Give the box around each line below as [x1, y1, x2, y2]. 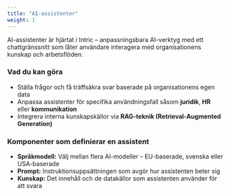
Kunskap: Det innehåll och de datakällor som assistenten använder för [17, 174, 218, 183]
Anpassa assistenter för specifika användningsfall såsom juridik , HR [17, 97, 211, 105]
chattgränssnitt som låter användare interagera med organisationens [7, 43, 202, 51]
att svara [17, 182, 43, 190]
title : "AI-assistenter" [7, 10, 79, 17]
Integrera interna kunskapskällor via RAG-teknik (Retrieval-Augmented [17, 112, 222, 121]
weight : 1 [7, 17, 36, 23]
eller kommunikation [17, 105, 77, 113]
